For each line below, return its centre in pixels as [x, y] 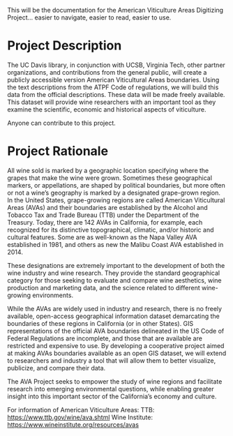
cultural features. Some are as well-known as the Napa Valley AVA [102, 237]
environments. [53, 295]
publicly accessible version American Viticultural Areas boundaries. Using [113, 80]
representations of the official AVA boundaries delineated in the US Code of [116, 331]
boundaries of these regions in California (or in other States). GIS [100, 323]
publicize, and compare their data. [57, 368]
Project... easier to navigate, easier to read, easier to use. [89, 17]
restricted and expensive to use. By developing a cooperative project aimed [116, 345]
